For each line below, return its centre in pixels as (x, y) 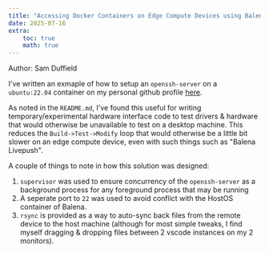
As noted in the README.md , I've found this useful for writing (105, 108)
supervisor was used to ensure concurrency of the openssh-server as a (138, 182)
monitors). (37, 241)
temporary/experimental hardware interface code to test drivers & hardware (133, 116)
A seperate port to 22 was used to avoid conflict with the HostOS (126, 199)
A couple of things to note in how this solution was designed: (109, 166)
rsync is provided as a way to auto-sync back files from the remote (130, 215)
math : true (41, 46)
